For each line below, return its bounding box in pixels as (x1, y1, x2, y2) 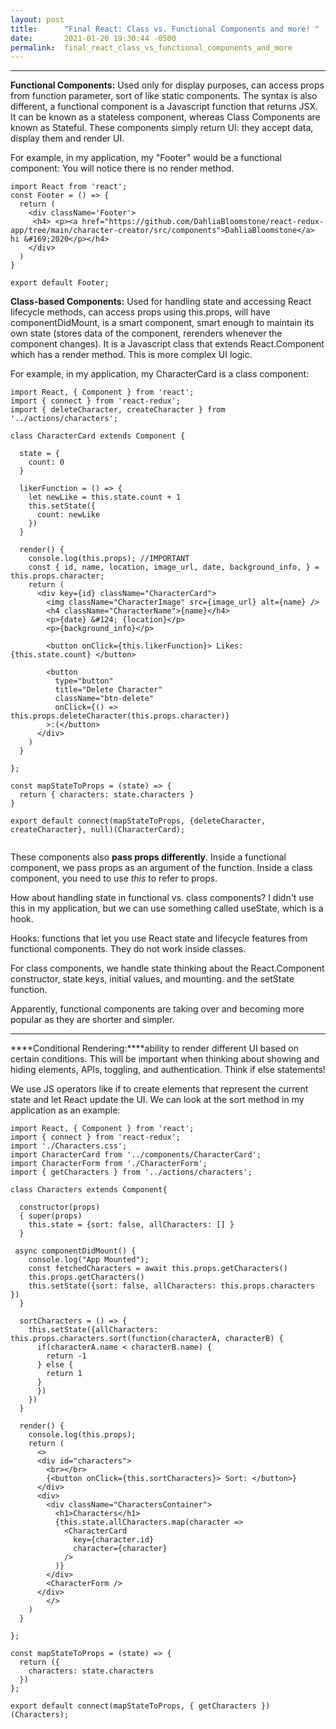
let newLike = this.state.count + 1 (28, 492, 182, 503)
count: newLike (36, 510, 101, 520)
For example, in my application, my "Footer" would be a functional (10, 152, 282, 164)
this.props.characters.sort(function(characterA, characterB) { (10, 1334, 284, 1344)
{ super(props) (19, 1211, 83, 1221)
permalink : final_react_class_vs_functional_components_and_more (10, 42, 293, 53)
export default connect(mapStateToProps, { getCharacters (10, 1701, 257, 1711)
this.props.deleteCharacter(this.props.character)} (10, 711, 230, 721)
